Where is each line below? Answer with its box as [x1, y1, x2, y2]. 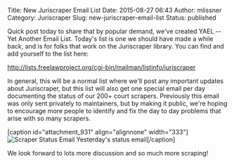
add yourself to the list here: [7, 49, 89, 58]
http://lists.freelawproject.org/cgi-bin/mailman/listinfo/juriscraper [7, 63, 196, 71]
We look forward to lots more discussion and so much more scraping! [7, 149, 209, 157]
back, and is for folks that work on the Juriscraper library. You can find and [7, 42, 225, 50]
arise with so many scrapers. [7, 114, 91, 122]
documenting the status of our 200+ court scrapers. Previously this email [7, 92, 220, 100]
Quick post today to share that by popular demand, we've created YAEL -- [7, 27, 222, 35]
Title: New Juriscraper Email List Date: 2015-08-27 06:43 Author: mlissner [7, 6, 222, 14]
